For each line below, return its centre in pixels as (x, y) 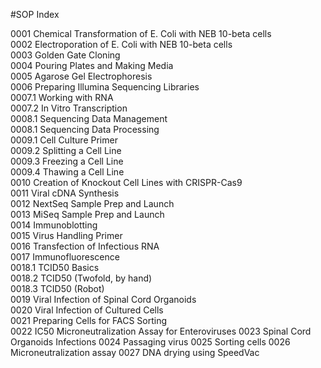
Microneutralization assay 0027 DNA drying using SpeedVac (135, 352)
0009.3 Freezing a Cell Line (67, 161)
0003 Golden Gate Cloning (65, 55)
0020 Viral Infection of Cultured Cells (87, 310)
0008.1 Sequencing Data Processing (85, 129)
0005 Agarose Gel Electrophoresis (81, 76)
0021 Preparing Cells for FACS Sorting (89, 320)
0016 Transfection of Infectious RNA (85, 246)
